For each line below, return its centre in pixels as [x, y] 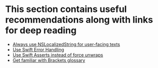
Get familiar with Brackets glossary [49, 60]
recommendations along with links [79, 20]
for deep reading [41, 30]
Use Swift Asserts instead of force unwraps [58, 55]
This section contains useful [66, 9]
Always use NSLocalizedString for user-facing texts [66, 44]
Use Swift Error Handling [38, 49]
